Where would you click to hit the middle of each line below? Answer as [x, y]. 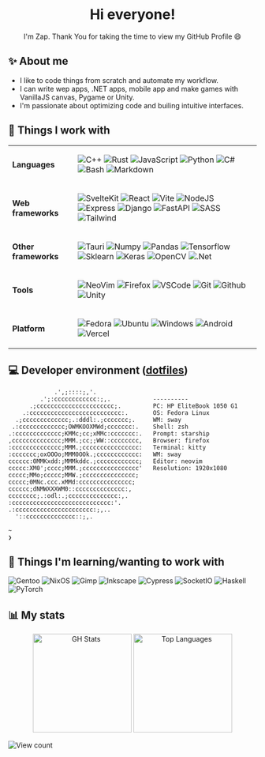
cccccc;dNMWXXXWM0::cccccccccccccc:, [70, 489]
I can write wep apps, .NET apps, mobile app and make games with [129, 89]
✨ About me [38, 61]
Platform [29, 328]
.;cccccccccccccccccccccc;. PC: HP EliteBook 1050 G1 [133, 406]
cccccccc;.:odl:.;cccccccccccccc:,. [68, 496]
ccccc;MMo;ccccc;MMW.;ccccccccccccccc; [74, 476]
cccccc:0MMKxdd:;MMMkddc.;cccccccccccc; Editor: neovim [105, 461]
